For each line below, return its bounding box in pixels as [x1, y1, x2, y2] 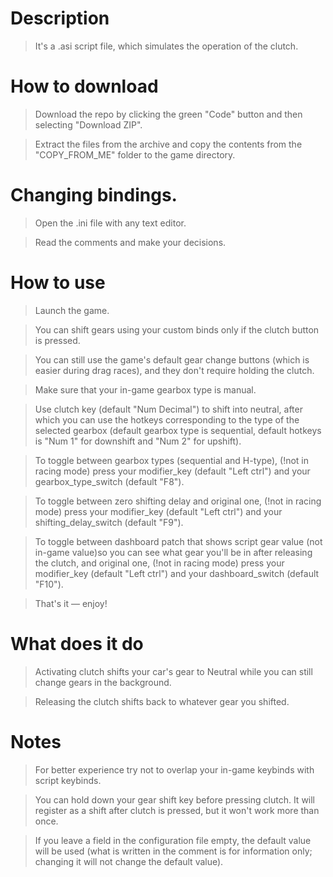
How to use [10, 272, 106, 294]
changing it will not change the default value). [34, 855, 224, 867]
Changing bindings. [10, 184, 178, 207]
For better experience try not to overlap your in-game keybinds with [34, 763, 315, 776]
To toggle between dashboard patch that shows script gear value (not [34, 535, 323, 547]
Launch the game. [34, 304, 110, 316]
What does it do [10, 632, 144, 655]
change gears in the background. [34, 676, 172, 688]
